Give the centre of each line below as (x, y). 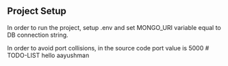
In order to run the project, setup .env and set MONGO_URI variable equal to (114, 27)
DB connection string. (38, 35)
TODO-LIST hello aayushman (48, 55)
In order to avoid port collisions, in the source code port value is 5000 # (108, 48)
